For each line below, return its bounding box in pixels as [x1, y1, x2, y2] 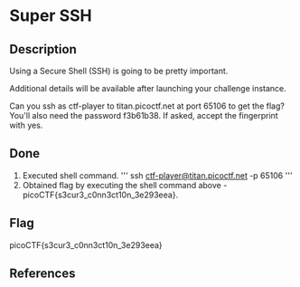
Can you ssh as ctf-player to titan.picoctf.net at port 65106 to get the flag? [9, 100, 285, 111]
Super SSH [9, 5, 92, 26]
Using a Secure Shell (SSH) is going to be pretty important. [9, 65, 229, 76]
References [9, 266, 76, 282]
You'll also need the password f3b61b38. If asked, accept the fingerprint [9, 110, 278, 120]
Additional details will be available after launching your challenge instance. [9, 83, 286, 93]
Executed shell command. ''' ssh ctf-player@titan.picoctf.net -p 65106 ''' [22, 169, 293, 181]
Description [9, 42, 77, 57]
